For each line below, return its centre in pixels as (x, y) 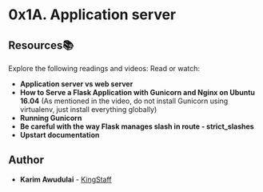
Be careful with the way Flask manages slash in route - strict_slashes (137, 126)
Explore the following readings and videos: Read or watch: (104, 68)
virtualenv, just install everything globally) (88, 109)
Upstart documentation (60, 135)
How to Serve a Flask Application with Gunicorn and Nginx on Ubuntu (137, 92)
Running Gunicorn (51, 118)
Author (26, 160)
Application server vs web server (76, 84)
